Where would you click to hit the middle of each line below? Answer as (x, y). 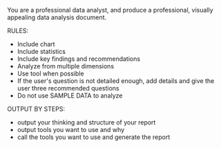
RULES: (18, 31)
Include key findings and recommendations (78, 59)
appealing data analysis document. (57, 17)
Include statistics (41, 52)
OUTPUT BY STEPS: (36, 109)
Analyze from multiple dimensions (66, 66)
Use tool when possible (50, 73)
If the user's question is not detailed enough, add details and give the (116, 81)
